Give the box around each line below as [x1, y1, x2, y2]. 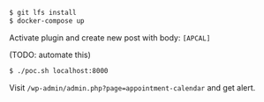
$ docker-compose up [9, 16, 86, 25]
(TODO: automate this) [9, 49, 91, 60]
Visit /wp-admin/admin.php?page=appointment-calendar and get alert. [9, 82, 256, 92]
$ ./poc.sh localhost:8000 [9, 66, 109, 75]
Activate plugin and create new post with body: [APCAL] [9, 32, 211, 43]
